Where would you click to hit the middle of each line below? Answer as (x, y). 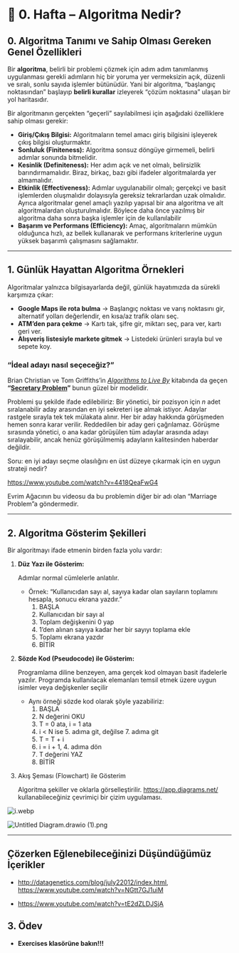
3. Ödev (25, 926)
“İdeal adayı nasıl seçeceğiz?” (61, 365)
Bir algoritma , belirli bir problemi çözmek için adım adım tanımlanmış (108, 69)
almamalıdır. (35, 180)
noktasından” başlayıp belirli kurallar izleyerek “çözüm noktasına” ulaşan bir (119, 92)
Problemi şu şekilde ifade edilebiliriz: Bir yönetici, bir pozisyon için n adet (114, 402)
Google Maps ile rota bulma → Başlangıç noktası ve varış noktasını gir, (121, 308)
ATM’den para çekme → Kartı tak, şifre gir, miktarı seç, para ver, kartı (119, 323)
